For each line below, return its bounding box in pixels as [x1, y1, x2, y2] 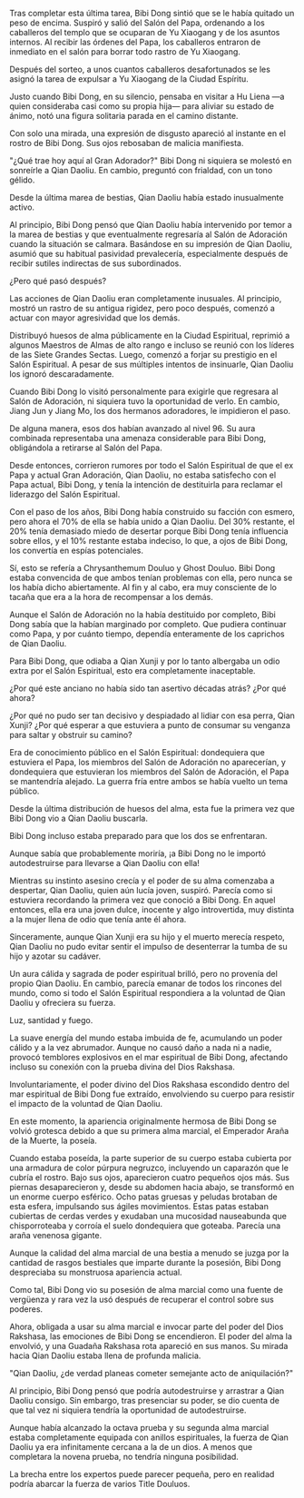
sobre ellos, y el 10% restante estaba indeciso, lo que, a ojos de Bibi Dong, [9, 536, 289, 546]
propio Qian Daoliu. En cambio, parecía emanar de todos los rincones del [9, 978, 282, 989]
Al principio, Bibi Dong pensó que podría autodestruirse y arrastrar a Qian [9, 1385, 284, 1396]
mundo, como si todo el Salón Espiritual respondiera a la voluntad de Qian [9, 988, 286, 998]
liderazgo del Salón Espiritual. [9, 489, 121, 499]
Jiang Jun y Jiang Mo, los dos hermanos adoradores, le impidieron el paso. [9, 406, 291, 416]
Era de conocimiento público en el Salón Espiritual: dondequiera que [9, 747, 265, 757]
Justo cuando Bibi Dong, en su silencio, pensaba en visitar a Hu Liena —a [9, 91, 285, 102]
